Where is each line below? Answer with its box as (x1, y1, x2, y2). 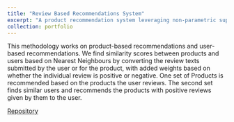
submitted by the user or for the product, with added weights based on (7, 64, 211, 73)
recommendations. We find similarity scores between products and (26, 49, 219, 58)
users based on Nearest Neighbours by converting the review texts (7, 57, 200, 65)
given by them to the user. (7, 94, 82, 102)
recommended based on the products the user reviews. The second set (7, 79, 213, 87)
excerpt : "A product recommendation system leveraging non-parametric (7, 17, 217, 24)
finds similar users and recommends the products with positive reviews (7, 86, 212, 94)
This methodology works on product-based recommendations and (7, 42, 198, 51)
